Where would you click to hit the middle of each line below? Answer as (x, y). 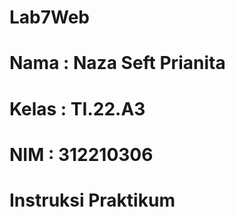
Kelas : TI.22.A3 (77, 108)
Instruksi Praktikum (92, 200)
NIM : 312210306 (81, 154)
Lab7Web (50, 17)
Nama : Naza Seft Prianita (117, 63)
